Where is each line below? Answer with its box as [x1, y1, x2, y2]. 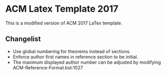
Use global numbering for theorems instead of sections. [12, 48, 131, 54]
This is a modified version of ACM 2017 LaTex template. [5, 20, 122, 26]
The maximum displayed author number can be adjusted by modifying [12, 59, 161, 65]
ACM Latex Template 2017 [5, 3, 119, 15]
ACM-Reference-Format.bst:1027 [12, 64, 84, 70]
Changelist [5, 35, 41, 43]
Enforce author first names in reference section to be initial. [12, 54, 138, 60]
